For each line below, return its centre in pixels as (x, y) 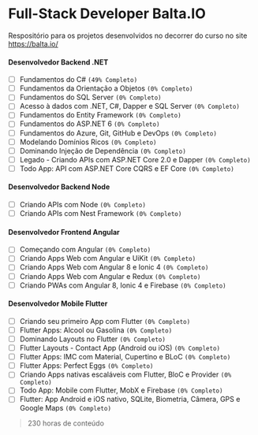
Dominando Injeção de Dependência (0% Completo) (103, 151)
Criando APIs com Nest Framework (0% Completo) (101, 214)
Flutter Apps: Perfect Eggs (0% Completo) (86, 366)
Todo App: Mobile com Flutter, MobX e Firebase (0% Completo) (121, 390)
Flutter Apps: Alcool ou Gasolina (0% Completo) (96, 330)
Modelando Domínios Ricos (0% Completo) (88, 142)
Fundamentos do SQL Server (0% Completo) (90, 97)
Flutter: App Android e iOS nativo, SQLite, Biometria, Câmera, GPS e (130, 400)
